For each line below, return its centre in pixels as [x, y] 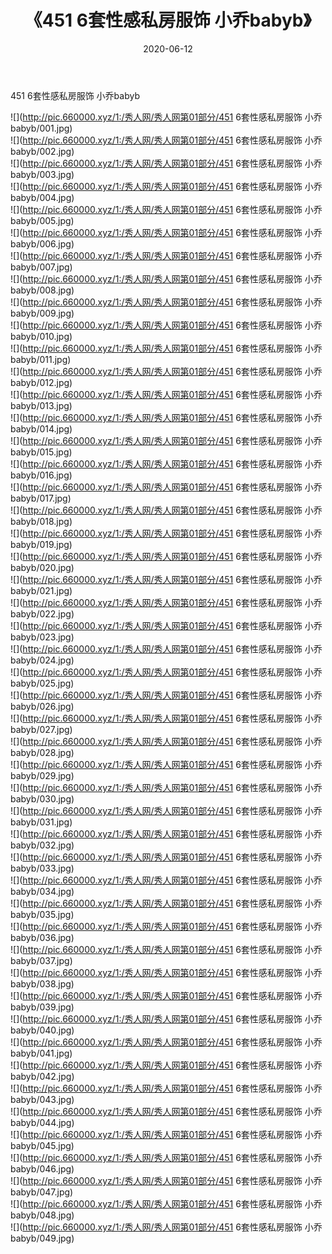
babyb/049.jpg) [42, 1238]
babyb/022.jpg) [42, 613]
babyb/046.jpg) [42, 1168]
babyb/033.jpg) [42, 868]
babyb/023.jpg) [42, 637]
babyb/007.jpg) [41, 267]
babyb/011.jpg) [41, 359]
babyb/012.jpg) [41, 382]
